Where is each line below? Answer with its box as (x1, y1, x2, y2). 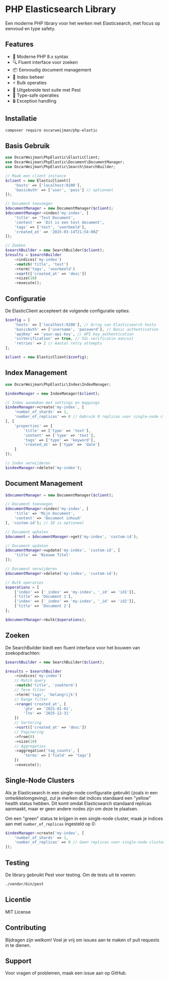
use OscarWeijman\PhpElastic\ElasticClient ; (5, 155, 100, 160)
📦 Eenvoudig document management (12, 66, 92, 72)
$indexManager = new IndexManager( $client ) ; (5, 391, 100, 396)
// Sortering (14, 720, 42, 725)
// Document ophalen (5, 530, 49, 535)
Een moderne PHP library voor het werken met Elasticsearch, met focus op (5, 20, 160, 26)
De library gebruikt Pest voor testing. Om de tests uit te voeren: (5, 872, 136, 878)
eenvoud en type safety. (5, 25, 56, 31)
